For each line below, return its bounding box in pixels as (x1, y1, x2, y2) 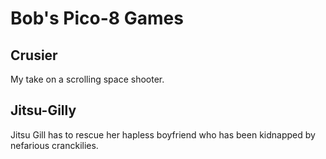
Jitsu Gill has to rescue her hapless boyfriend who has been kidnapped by (10, 128, 316, 141)
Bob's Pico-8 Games (10, 7, 184, 30)
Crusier (10, 47, 58, 64)
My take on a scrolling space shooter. (10, 73, 165, 85)
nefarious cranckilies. (10, 139, 99, 151)
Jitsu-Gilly (10, 102, 77, 119)
